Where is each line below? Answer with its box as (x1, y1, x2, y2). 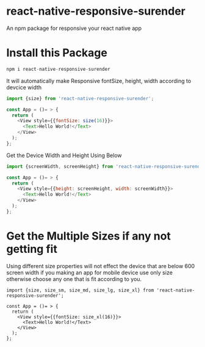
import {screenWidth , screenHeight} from (6, 163, 113, 169)
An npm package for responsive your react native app (6, 24, 142, 32)
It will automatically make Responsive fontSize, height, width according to (6, 77, 192, 84)
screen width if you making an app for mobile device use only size (6, 269, 173, 276)
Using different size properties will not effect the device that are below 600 (6, 262, 195, 269)
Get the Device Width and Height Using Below (6, 152, 122, 159)
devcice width (6, 84, 42, 91)
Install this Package (6, 46, 108, 60)
